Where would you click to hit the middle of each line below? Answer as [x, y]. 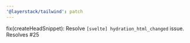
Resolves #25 [23, 34]
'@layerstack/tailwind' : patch [45, 11]
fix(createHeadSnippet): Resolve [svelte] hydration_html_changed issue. [95, 28]
